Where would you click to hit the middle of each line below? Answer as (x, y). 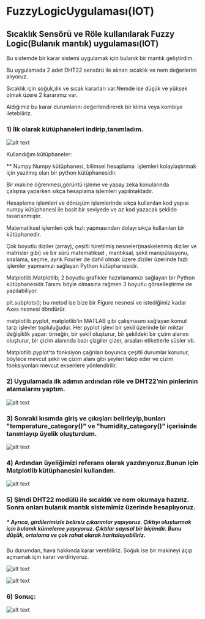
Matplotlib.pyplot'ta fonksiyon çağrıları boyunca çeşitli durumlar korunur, (98, 352)
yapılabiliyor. (22, 291)
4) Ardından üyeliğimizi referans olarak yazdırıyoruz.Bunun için (102, 463)
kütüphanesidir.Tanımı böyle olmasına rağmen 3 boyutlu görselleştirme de (99, 284)
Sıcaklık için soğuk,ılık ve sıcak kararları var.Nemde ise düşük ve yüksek (97, 88)
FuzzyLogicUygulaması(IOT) (80, 11)
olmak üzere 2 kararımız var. (42, 95)
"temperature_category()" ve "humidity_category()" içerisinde (102, 426)
